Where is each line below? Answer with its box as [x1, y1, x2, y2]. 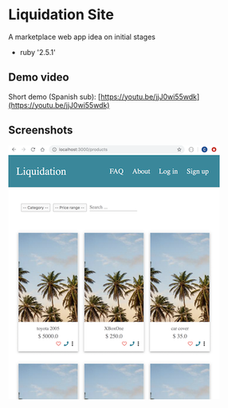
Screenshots [8, 124, 73, 137]
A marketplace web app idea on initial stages [8, 32, 155, 42]
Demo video [8, 70, 69, 85]
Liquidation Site [8, 6, 114, 24]
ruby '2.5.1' [19, 47, 56, 57]
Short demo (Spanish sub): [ [8, 92, 101, 101]
